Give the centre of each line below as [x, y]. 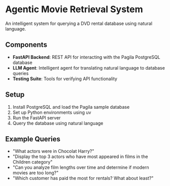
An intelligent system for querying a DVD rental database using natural [79, 23]
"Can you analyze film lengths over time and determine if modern [81, 167]
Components [26, 45]
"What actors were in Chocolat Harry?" [54, 151]
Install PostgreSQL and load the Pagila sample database [71, 107]
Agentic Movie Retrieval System [74, 9]
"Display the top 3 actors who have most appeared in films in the [80, 157]
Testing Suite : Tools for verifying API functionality [65, 79]
